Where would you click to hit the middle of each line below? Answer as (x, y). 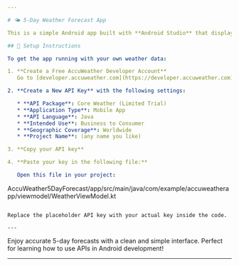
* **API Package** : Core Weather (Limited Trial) (92, 104)
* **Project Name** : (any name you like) (79, 137)
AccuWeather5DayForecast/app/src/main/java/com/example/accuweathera (118, 188)
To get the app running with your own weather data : (87, 59)
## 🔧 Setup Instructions (44, 46)
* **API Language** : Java (55, 117)
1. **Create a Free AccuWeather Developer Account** (87, 72)
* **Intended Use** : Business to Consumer (80, 123)
